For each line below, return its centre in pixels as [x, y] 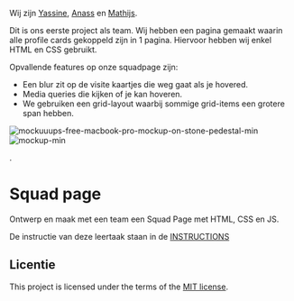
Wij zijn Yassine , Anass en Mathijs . [73, 13]
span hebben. [48, 113]
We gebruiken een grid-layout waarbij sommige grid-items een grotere [154, 104]
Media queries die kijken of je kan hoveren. [102, 94]
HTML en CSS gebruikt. [53, 50]
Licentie [32, 265]
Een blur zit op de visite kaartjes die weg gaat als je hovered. [135, 84]
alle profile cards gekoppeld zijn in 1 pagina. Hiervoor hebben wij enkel [141, 40]
